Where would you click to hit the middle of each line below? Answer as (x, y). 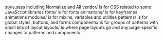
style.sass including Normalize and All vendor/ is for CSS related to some (78, 7)
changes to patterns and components (43, 33)
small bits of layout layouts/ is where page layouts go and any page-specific (81, 27)
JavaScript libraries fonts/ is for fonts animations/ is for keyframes (71, 12)
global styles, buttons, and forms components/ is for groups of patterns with (81, 22)
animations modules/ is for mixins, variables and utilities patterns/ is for (76, 17)
